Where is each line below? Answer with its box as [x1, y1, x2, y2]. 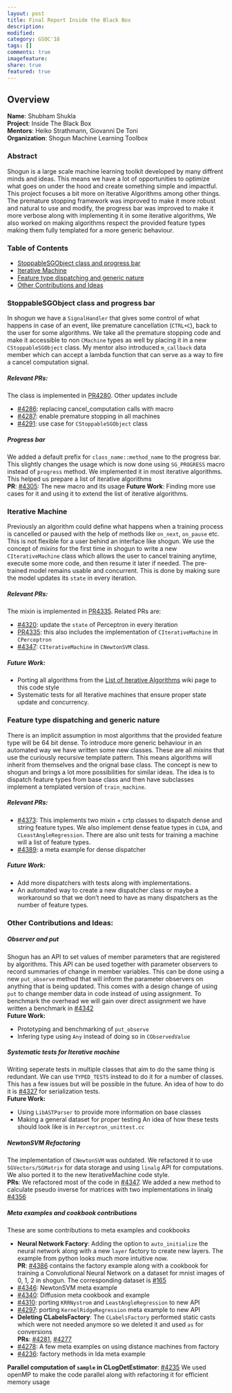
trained [7, 567, 28, 575]
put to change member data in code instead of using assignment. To [7, 989, 202, 997]
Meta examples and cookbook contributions [7, 1209, 137, 1217]
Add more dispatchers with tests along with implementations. [17, 878, 192, 886]
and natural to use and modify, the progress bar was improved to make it [7, 203, 214, 212]
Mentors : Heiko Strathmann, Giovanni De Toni [7, 127, 138, 135]
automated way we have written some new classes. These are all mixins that [7, 745, 225, 754]
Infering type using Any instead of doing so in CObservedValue [17, 1032, 191, 1040]
